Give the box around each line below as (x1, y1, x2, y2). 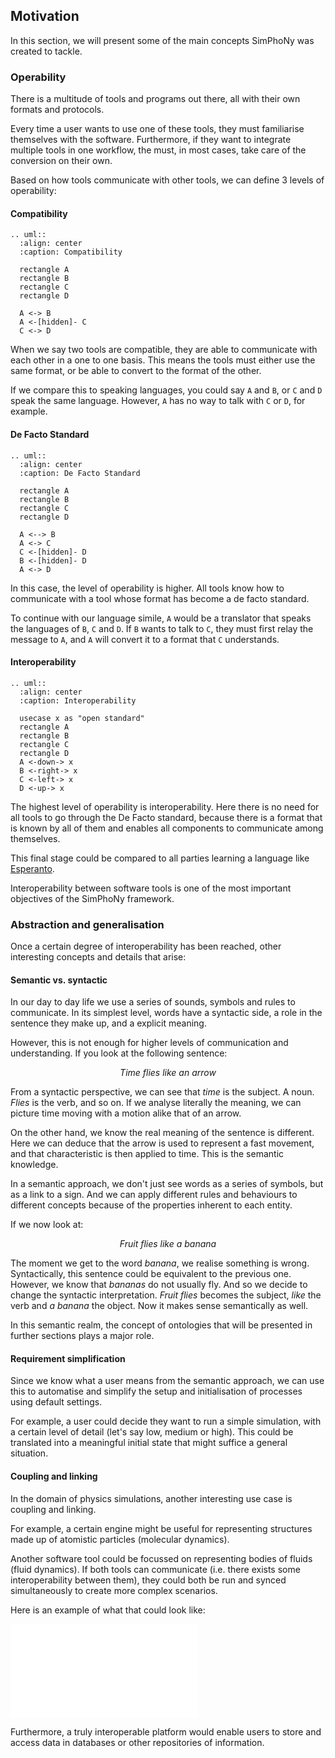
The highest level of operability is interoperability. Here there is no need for (10, 800, 320, 813)
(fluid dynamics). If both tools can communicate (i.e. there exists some (10, 1563, 301, 1575)
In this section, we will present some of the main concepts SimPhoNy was (10, 34, 315, 46)
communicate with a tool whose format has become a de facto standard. (10, 592, 310, 604)
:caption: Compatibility (19, 247, 123, 258)
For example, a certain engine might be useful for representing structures (10, 1522, 313, 1534)
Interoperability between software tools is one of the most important (10, 882, 292, 894)
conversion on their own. (10, 155, 113, 167)
